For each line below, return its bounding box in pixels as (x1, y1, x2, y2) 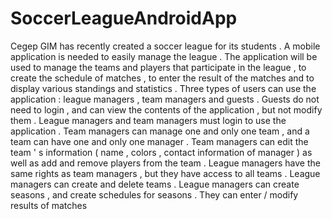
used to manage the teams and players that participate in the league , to (10, 61, 307, 73)
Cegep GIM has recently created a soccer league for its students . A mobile (10, 40, 321, 52)
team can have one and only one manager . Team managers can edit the (10, 135, 309, 147)
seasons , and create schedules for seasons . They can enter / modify (10, 188, 299, 201)
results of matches (10, 199, 88, 211)
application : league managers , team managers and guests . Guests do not (10, 93, 320, 105)
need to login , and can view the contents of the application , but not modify (10, 103, 323, 116)
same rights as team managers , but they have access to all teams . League (10, 167, 321, 179)
